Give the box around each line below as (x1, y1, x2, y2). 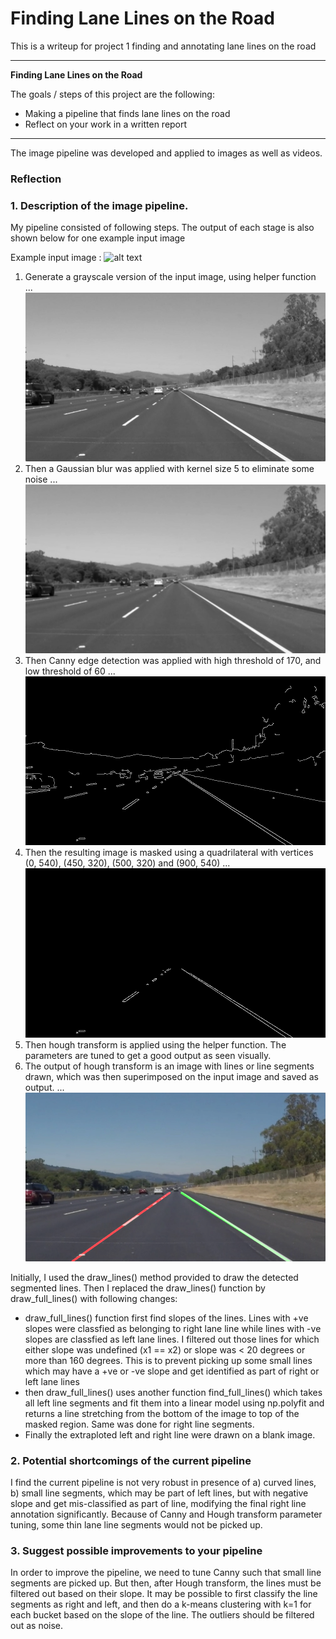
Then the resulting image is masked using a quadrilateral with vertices (24, 847, 314, 859)
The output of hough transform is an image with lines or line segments (24, 1060, 315, 1072)
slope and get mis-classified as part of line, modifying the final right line (10, 1498, 307, 1509)
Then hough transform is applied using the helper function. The (24, 1038, 287, 1051)
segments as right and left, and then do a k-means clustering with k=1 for (10, 1598, 312, 1611)
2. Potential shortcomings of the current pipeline (10, 1453, 252, 1467)
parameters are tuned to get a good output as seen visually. (24, 1049, 272, 1061)
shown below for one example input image (10, 232, 186, 244)
